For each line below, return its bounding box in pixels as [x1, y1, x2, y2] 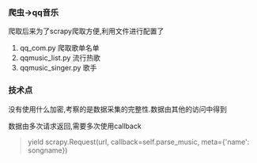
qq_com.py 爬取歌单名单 [19, 44, 100, 53]
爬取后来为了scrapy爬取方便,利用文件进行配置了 [8, 26, 164, 36]
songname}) [27, 145, 68, 155]
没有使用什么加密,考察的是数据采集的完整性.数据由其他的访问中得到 [8, 104, 228, 114]
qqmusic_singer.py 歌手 [19, 63, 97, 73]
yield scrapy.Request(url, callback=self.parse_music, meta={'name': [27, 137, 250, 146]
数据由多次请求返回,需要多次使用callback [8, 121, 142, 131]
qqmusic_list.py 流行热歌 [19, 53, 101, 63]
